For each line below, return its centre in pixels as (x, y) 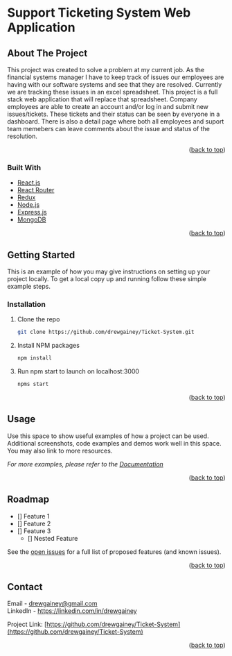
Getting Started (41, 255)
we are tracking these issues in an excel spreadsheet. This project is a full (113, 92)
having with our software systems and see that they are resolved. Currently (115, 84)
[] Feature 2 (34, 523)
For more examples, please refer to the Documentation (86, 464)
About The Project (47, 53)
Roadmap (28, 499)
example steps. (29, 287)
